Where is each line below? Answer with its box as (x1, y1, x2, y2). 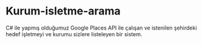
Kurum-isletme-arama (5, 4, 121, 18)
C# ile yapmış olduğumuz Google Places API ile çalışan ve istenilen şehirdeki (5, 24, 197, 31)
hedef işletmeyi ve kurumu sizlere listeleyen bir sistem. (5, 30, 143, 37)
